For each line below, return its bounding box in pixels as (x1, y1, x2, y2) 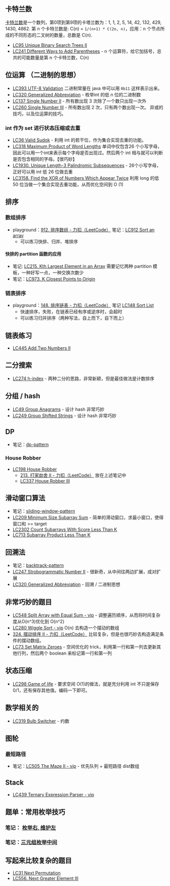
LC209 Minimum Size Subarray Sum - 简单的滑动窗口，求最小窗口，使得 (12, 515, 163, 521)
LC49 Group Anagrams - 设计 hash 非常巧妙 (12, 406, 105, 412)
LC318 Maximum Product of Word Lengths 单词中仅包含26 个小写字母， (12, 143, 162, 149)
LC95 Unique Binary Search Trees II (12, 42, 88, 48)
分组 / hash (5, 392, 40, 400)
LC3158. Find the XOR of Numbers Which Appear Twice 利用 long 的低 (12, 175, 159, 181)
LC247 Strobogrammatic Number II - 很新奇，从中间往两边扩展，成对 (12, 569, 157, 575)
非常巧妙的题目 (5, 598, 52, 606)
